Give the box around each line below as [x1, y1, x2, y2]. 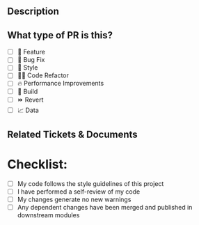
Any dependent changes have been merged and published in [17, 203, 193, 212]
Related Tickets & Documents [7, 128, 138, 140]
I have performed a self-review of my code [17, 187, 141, 196]
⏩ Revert [17, 95, 44, 104]
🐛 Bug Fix [17, 56, 45, 64]
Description [7, 6, 59, 17]
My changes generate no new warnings [17, 195, 132, 204]
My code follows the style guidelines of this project [17, 179, 164, 187]
